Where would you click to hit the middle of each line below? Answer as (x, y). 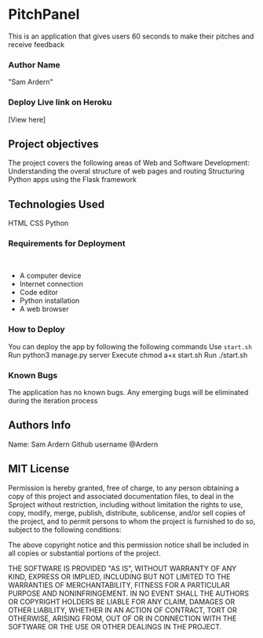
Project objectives (54, 144)
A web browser (44, 309)
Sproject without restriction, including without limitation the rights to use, (126, 505)
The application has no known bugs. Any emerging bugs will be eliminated (128, 392)
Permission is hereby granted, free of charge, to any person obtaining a (124, 487)
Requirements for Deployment (67, 243)
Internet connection (51, 284)
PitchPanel (44, 15)
